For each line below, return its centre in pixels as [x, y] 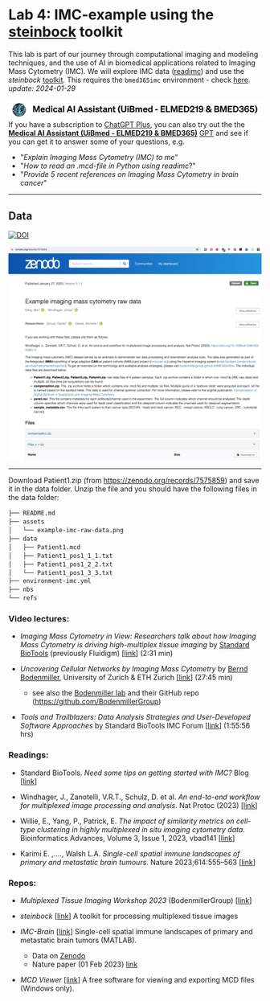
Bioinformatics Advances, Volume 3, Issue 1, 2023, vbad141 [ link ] [127, 838]
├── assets [27, 522]
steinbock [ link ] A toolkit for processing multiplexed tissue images [129, 916]
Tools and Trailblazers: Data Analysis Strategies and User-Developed [135, 717]
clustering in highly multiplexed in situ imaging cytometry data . [141, 829]
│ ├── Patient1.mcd [45, 547]
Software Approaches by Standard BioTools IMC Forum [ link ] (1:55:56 [135, 726]
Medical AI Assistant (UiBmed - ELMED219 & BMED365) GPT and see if [129, 133]
